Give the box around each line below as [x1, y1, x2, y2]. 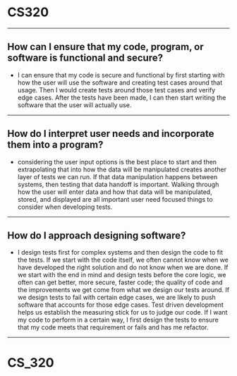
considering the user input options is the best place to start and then [17, 157, 217, 166]
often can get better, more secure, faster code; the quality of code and [17, 278, 223, 286]
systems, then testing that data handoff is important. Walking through [17, 180, 219, 188]
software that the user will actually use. [17, 100, 132, 109]
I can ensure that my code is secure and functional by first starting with [17, 71, 225, 79]
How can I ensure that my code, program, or [7, 41, 204, 53]
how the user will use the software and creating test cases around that [17, 78, 223, 87]
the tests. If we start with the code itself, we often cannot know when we [17, 255, 229, 265]
